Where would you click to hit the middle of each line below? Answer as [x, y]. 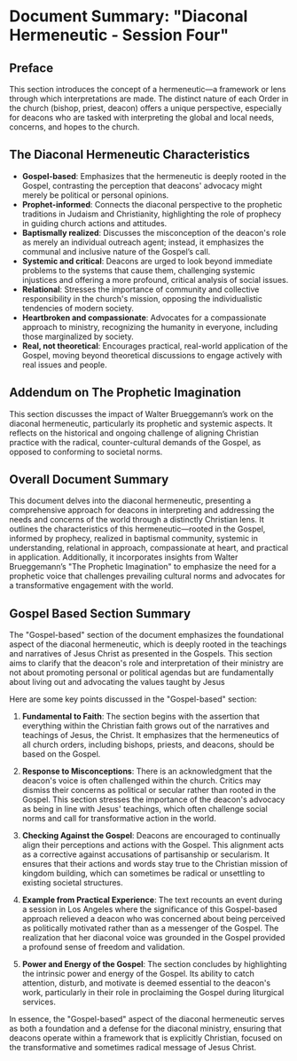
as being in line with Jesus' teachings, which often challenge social [145, 809]
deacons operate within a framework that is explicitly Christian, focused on [146, 1038]
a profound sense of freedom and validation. [103, 947]
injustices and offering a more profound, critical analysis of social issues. [155, 279]
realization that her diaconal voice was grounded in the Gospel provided [153, 938]
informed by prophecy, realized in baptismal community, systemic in [134, 538]
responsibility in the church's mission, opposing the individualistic [142, 298]
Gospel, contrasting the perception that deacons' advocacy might [142, 185]
